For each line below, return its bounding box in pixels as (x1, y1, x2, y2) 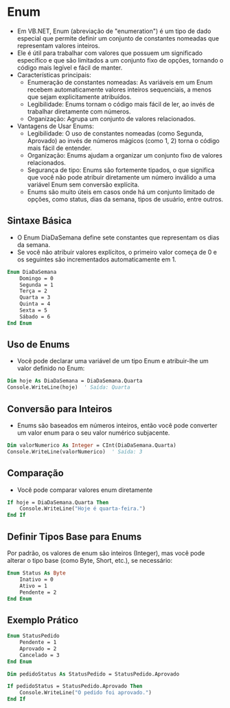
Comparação (7, 467, 64, 479)
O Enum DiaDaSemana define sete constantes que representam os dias (16, 233, 220, 242)
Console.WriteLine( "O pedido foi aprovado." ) (19, 689, 152, 696)
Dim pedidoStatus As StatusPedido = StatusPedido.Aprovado (7, 670, 180, 678)
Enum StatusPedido (7, 632, 60, 640)
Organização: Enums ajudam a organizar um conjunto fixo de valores (27, 151, 223, 159)
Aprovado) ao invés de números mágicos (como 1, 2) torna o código (27, 136, 220, 144)
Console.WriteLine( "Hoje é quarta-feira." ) (19, 505, 146, 513)
